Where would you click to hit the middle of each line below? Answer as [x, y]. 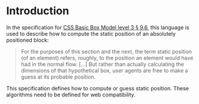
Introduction [38, 11]
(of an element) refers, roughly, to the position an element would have [107, 58]
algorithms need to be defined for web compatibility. [71, 94]
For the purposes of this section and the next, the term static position [106, 51]
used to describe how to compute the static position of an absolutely [91, 33]
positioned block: [28, 40]
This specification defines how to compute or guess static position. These [97, 88]
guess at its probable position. [58, 77]
